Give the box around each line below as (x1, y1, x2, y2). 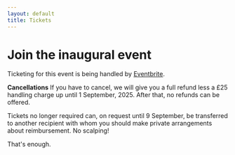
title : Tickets (7, 17, 52, 24)
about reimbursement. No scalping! (7, 126, 109, 135)
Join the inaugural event (7, 47, 152, 63)
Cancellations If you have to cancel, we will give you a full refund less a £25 (7, 83, 228, 91)
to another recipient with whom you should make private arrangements (7, 119, 213, 128)
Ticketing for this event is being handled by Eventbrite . (7, 70, 165, 78)
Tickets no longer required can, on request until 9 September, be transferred (7, 112, 228, 120)
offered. (7, 98, 30, 107)
